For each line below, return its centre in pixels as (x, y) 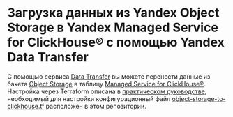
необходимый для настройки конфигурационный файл (89, 98)
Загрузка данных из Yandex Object (113, 13)
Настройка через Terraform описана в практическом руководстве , (107, 91)
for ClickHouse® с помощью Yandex (116, 42)
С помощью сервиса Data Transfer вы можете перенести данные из (109, 76)
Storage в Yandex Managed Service (113, 28)
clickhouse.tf (26, 106)
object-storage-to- (199, 98)
